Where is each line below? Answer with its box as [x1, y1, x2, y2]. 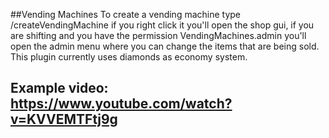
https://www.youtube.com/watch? [10, 95, 233, 113]
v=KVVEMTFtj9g [10, 111, 118, 128]
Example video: [10, 80, 109, 97]
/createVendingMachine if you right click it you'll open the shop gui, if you [10, 19, 315, 31]
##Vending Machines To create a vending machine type [10, 9, 242, 20]
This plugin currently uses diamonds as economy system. [10, 51, 248, 63]
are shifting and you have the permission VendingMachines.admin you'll [10, 30, 307, 41]
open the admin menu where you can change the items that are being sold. [10, 40, 320, 52]
